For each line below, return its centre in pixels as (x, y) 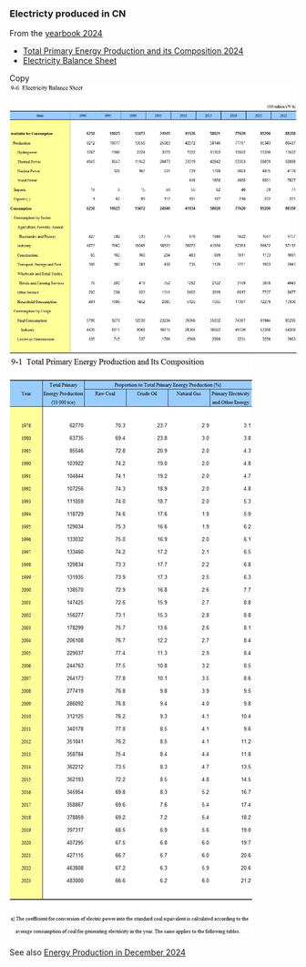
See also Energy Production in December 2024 (98, 952)
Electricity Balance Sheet (69, 61)
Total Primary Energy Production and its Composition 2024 (133, 51)
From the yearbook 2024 (56, 34)
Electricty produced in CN (68, 14)
